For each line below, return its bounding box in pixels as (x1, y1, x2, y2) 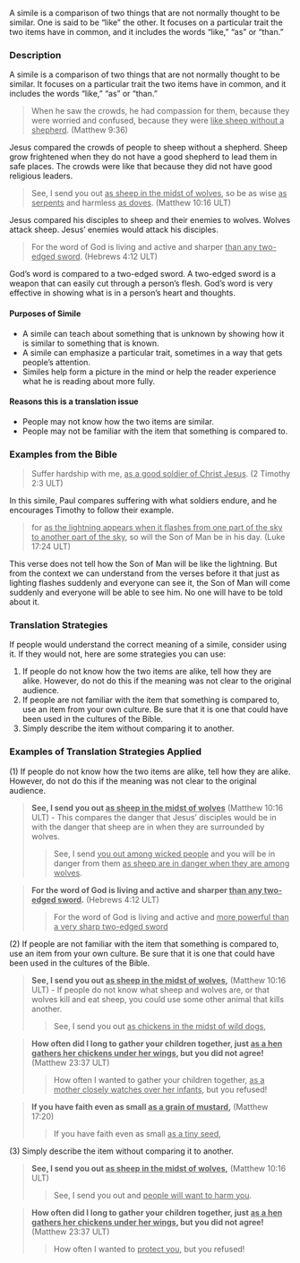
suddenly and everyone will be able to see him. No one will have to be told (9, 587, 284, 597)
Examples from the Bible (9, 448, 118, 460)
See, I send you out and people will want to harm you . (53, 1190, 253, 1200)
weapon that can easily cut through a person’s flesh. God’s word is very (9, 278, 273, 289)
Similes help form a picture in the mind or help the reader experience (21, 366, 277, 377)
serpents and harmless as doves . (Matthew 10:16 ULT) (30, 197, 231, 209)
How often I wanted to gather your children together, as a (53, 1074, 265, 1085)
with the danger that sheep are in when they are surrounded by (30, 821, 265, 832)
